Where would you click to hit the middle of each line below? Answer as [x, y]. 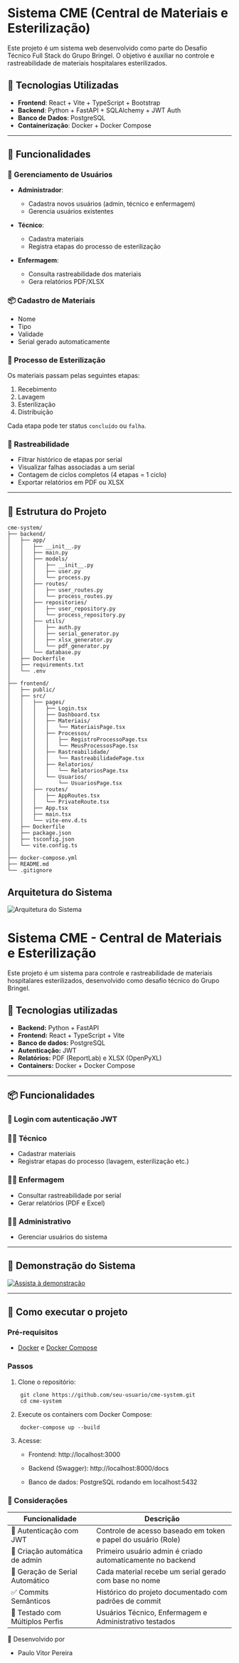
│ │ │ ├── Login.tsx [47, 709]
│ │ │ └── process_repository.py [67, 615]
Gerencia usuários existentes [71, 211]
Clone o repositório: [47, 1382]
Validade [31, 334]
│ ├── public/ [31, 690]
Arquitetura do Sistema [60, 892]
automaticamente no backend [146, 1560]
